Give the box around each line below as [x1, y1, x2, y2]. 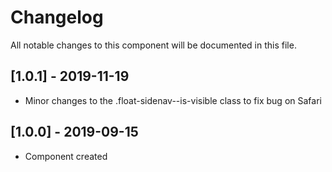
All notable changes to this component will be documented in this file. [10, 39, 297, 51]
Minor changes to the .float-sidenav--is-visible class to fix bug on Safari [24, 94, 322, 106]
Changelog [10, 6, 104, 29]
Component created [24, 150, 108, 162]
